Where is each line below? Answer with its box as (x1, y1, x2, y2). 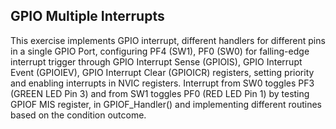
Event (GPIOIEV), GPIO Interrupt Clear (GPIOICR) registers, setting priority (10, 66, 315, 78)
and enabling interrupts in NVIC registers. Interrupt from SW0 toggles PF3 (10, 77, 315, 89)
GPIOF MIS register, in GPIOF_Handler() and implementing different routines (10, 98, 323, 110)
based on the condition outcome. (10, 109, 147, 121)
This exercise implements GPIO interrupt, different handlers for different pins (10, 34, 326, 46)
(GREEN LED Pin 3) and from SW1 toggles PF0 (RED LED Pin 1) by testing (10, 87, 310, 99)
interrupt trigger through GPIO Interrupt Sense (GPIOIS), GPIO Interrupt (10, 55, 303, 68)
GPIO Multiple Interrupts (10, 8, 165, 25)
